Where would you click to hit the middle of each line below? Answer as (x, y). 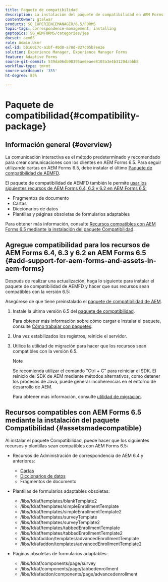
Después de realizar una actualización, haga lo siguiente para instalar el (80, 281)
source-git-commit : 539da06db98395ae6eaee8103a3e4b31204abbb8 (72, 62)
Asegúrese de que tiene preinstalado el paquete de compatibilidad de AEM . (84, 301)
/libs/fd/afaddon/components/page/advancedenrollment (79, 574)
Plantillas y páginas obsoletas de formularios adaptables (71, 214)
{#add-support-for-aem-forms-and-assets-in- (81, 261)
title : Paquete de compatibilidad (42, 10)
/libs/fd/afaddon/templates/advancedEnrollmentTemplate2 (81, 544)
